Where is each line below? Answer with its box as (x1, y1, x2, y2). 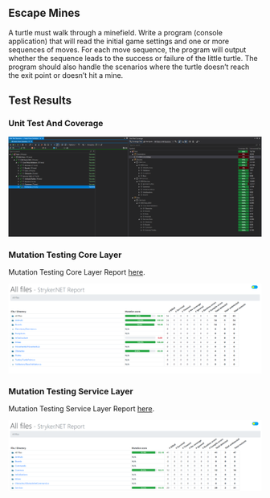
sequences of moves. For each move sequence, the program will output (8, 44, 247, 55)
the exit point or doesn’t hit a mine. (8, 70, 124, 80)
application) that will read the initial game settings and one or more (8, 36, 230, 46)
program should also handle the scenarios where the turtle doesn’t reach (8, 62, 250, 71)
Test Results (8, 94, 72, 108)
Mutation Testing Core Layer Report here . (8, 267, 146, 277)
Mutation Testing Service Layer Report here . (8, 404, 155, 414)
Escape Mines (8, 6, 80, 20)
